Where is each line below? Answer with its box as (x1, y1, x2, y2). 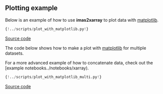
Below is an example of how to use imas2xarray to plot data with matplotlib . (5, 17, 159, 23)
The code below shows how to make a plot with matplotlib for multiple (5, 45, 146, 51)
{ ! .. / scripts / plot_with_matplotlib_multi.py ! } (5, 74, 102, 79)
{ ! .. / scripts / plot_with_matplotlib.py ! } (5, 27, 89, 31)
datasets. (5, 50, 24, 56)
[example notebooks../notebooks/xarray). (5, 65, 89, 71)
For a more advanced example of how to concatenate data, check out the (5, 60, 153, 65)
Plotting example (5, 4, 58, 12)
